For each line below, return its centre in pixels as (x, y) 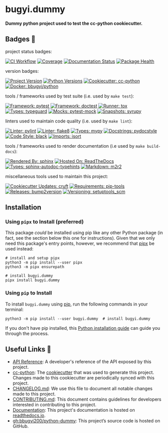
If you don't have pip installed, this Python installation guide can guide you (83, 328)
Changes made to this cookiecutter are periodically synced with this (83, 377)
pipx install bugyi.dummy (32, 280)
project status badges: (29, 51)
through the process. (27, 333)
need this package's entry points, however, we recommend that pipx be (80, 243)
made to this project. (34, 394)
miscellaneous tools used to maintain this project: (57, 176)
